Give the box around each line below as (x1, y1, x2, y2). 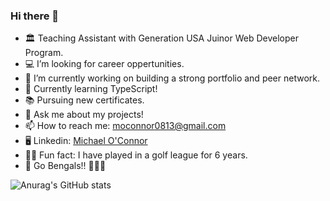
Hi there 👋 (10, 9, 60, 23)
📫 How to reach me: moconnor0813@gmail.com (24, 120, 227, 132)
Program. (24, 47, 64, 59)
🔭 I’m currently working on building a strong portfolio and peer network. (24, 72, 321, 84)
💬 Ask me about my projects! (24, 109, 144, 121)
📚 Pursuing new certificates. (24, 94, 145, 106)
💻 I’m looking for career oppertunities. (24, 58, 185, 70)
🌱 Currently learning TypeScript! (24, 83, 158, 95)
